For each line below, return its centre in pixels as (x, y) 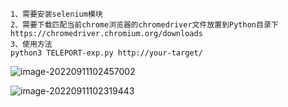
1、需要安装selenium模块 (56, 14)
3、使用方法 (31, 44)
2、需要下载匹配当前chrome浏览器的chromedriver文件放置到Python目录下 (144, 25)
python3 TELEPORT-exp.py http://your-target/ (106, 53)
